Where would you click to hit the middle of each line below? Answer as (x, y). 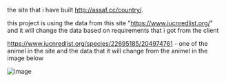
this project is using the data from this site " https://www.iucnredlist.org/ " (110, 23)
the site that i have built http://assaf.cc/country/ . (75, 10)
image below (25, 58)
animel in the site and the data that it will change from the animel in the (107, 51)
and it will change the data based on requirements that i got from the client (113, 30)
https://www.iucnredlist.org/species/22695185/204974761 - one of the (107, 43)
